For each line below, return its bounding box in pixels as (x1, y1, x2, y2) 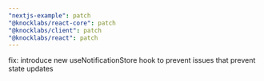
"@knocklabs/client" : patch (8, 26, 102, 34)
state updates (8, 64, 54, 74)
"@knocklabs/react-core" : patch (8, 19, 116, 27)
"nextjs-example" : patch (8, 11, 91, 20)
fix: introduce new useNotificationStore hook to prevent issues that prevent (8, 56, 256, 65)
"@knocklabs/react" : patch (8, 33, 98, 42)
